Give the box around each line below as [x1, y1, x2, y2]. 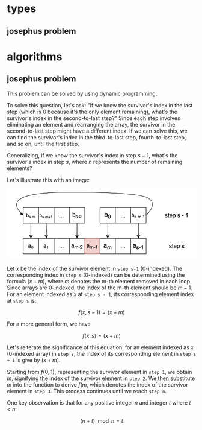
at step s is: [7, 297, 37, 304]
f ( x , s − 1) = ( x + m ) [78, 308, 125, 315]
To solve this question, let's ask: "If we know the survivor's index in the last [7, 101, 193, 109]
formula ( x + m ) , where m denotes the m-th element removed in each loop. [7, 277, 192, 285]
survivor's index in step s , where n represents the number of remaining [7, 158, 183, 165]
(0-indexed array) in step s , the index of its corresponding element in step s [7, 350, 197, 357]
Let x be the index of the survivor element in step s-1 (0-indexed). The [7, 265, 183, 272]
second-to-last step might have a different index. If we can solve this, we [7, 127, 188, 134]
